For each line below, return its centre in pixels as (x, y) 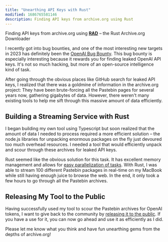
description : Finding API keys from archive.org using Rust (69, 19)
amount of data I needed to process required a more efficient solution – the (83, 134)
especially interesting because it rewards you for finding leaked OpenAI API (83, 59)
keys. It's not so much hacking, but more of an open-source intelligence (79, 64)
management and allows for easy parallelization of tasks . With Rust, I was (81, 165)
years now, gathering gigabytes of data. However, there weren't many (77, 95)
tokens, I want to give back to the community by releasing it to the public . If (83, 214)
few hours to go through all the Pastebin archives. (56, 181)
